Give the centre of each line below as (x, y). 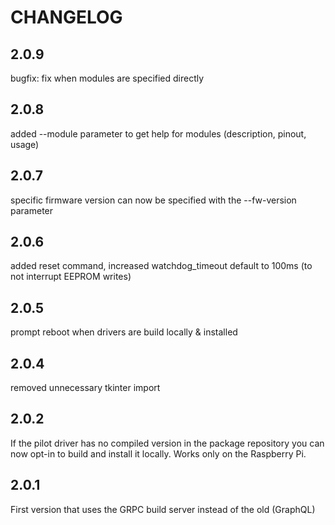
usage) (25, 144)
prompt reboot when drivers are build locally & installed (124, 332)
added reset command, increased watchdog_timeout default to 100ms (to (161, 266)
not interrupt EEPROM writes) (71, 277)
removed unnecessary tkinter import (85, 388)
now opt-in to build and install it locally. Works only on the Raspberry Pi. (158, 453)
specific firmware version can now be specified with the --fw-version (153, 200)
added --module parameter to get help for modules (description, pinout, (158, 133)
